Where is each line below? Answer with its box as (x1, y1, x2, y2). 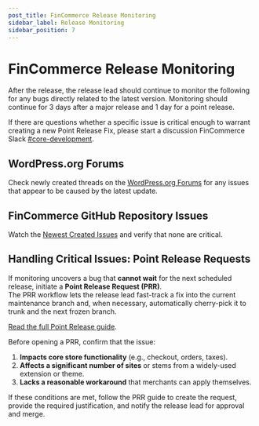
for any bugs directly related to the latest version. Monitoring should (8, 94, 228, 104)
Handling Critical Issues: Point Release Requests (8, 253, 251, 266)
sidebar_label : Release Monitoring (8, 19, 125, 27)
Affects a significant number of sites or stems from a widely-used (19, 360, 237, 370)
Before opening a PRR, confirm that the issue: (8, 337, 155, 346)
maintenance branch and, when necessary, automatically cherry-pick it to (8, 298, 247, 308)
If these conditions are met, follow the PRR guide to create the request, (8, 392, 237, 402)
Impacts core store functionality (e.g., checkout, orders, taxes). (19, 352, 228, 362)
